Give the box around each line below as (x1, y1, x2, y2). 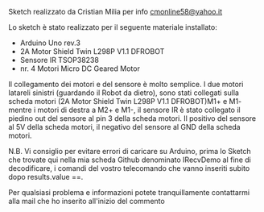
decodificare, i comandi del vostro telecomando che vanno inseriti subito (8, 164, 250, 173)
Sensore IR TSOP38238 (19, 56, 99, 64)
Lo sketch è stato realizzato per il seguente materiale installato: (8, 23, 217, 31)
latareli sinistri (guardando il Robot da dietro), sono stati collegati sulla (8, 88, 240, 98)
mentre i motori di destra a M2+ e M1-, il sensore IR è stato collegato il (8, 105, 241, 114)
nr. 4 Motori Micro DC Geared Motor (19, 64, 141, 73)
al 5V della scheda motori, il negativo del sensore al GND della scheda (8, 123, 241, 131)
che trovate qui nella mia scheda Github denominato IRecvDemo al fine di (8, 155, 251, 164)
